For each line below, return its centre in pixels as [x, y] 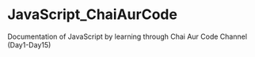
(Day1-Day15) [29, 44]
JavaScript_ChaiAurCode [92, 15]
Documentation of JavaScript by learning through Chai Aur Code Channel [127, 36]
